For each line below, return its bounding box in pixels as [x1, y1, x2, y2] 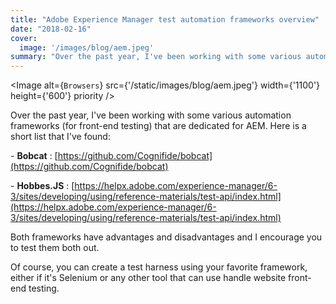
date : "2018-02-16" [10, 24, 92, 34]
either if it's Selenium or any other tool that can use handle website [10, 272, 287, 284]
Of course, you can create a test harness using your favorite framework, [10, 261, 308, 273]
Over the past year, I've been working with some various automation [10, 109, 292, 121]
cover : [10, 33, 38, 43]
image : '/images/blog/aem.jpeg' [19, 42, 155, 53]
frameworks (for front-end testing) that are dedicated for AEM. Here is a [10, 120, 307, 132]
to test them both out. [10, 242, 100, 254]
